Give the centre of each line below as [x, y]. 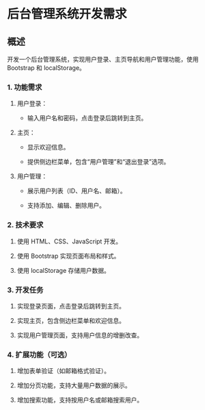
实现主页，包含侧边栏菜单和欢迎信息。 [71, 320]
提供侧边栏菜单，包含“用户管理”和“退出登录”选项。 [98, 162]
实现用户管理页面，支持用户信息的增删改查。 [80, 335]
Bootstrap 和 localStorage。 [46, 68]
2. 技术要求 [25, 225]
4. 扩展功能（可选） [39, 354]
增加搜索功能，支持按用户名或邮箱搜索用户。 [80, 400]
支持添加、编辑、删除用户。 [66, 206]
